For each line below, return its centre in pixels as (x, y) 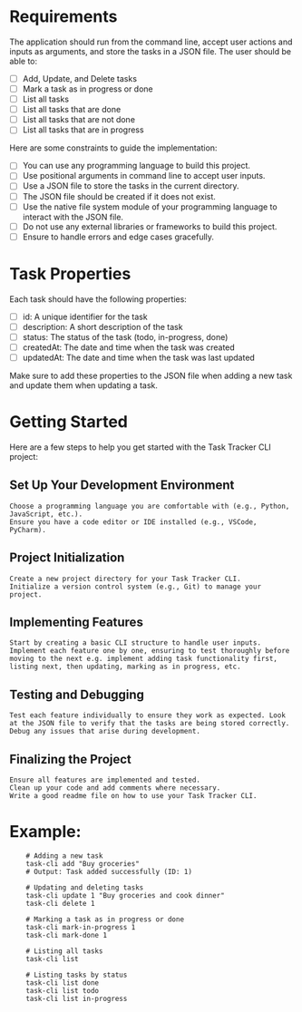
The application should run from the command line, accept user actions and (151, 42)
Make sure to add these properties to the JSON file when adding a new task (151, 375)
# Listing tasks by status (77, 975)
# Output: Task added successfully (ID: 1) (109, 871)
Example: (45, 832)
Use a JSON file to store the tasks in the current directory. (131, 186)
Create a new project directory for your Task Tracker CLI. (126, 579)
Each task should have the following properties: (98, 299)
